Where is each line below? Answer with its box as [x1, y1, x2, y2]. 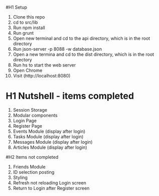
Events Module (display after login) [13, 128, 86, 134]
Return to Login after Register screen [13, 185, 90, 191]
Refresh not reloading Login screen [13, 179, 87, 185]
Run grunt [13, 30, 34, 36]
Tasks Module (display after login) [13, 133, 84, 140]
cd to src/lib [13, 20, 38, 25]
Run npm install [13, 25, 45, 31]
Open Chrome [13, 67, 42, 73]
